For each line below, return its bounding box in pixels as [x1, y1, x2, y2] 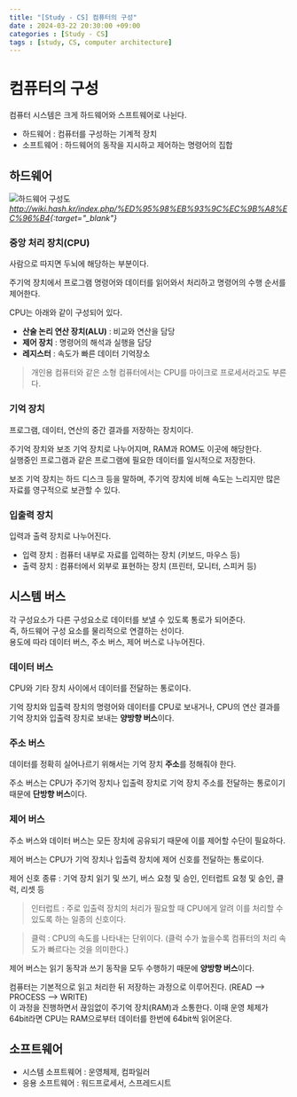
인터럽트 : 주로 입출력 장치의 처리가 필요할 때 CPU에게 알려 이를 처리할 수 [30, 903, 284, 913]
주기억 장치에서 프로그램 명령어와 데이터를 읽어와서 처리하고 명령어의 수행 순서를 [9, 277, 286, 288]
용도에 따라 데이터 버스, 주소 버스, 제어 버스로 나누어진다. [9, 636, 206, 647]
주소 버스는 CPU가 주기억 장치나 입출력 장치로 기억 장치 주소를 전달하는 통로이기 [9, 777, 285, 788]
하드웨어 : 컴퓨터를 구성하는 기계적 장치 [21, 129, 158, 139]
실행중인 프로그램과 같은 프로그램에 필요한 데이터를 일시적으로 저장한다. [9, 454, 255, 465]
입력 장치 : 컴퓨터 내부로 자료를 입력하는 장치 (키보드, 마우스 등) [21, 549, 241, 560]
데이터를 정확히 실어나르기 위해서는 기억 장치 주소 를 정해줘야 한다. [9, 759, 237, 769]
